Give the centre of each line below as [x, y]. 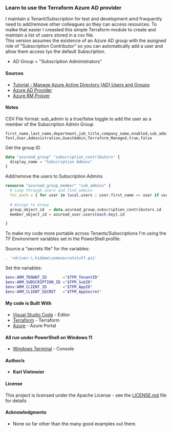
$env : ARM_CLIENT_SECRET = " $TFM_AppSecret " [53, 291]
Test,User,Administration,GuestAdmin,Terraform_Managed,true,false [79, 138]
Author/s [15, 360]
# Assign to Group [30, 205]
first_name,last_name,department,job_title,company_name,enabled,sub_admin [88, 133]
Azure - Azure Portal [34, 325]
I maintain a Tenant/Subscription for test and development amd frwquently [84, 19]
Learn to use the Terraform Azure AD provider [63, 8]
